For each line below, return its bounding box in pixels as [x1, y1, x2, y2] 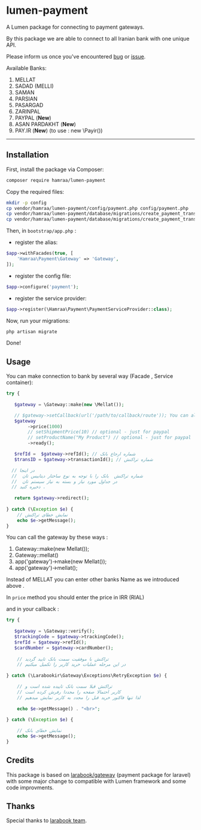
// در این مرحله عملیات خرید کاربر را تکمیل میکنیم [17, 661, 126, 667]
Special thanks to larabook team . [6, 817, 87, 824]
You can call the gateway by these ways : [6, 533, 108, 541]
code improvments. [6, 784, 54, 791]
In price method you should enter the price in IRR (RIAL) [6, 594, 145, 601]
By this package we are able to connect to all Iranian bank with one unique [6, 35, 190, 42]
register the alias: [14, 239, 58, 246]
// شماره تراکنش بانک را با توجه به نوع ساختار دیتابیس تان [11, 473, 144, 479]
